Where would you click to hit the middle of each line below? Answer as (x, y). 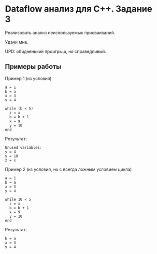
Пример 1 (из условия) (28, 78)
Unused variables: (23, 147)
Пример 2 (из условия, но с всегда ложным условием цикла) (68, 169)
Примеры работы (33, 67)
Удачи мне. (17, 42)
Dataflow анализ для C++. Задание (79, 9)
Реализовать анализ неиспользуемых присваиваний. (60, 32)
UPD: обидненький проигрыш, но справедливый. (56, 51)
